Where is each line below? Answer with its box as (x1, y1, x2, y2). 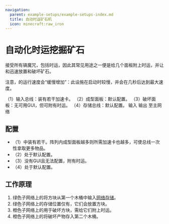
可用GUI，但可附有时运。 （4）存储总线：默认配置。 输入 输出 (18, 102, 147, 108)
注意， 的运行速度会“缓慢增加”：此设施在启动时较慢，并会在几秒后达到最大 (5, 79, 159, 85)
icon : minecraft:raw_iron (10, 21, 64, 27)
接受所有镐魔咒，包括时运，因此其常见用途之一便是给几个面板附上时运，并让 (5, 62, 164, 68)
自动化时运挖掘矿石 (5, 45, 85, 56)
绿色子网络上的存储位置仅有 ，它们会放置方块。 (12, 200, 110, 206)
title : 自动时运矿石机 (10, 17, 52, 22)
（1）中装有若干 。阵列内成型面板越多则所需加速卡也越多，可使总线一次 (12, 139, 160, 145)
